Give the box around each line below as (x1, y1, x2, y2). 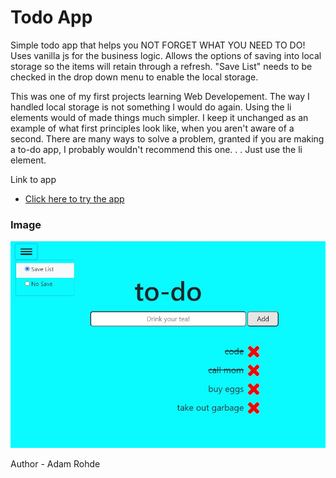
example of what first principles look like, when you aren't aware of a (10, 122, 295, 134)
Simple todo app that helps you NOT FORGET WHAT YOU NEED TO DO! (10, 39, 306, 51)
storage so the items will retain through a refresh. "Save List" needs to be (10, 60, 313, 72)
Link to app (10, 173, 57, 185)
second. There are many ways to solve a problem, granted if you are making (10, 132, 325, 145)
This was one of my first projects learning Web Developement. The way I (10, 90, 310, 102)
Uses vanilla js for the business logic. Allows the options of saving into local (10, 49, 322, 61)
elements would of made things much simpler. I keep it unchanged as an (10, 111, 309, 123)
